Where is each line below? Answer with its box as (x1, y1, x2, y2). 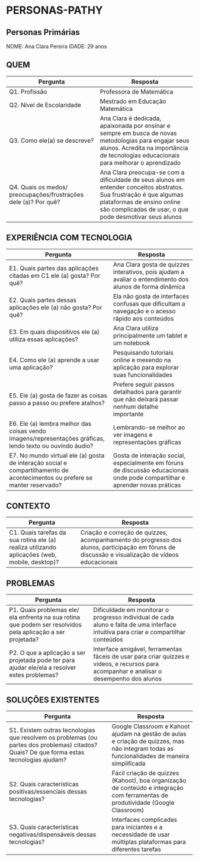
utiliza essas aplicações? (9, 335, 78, 343)
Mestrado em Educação (99, 97, 167, 105)
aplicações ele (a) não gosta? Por (9, 303, 102, 311)
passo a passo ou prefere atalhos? (9, 399, 105, 407)
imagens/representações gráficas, (9, 434, 105, 442)
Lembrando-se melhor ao (113, 423, 185, 431)
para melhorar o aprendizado (99, 158, 181, 166)
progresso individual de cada (93, 613, 174, 622)
